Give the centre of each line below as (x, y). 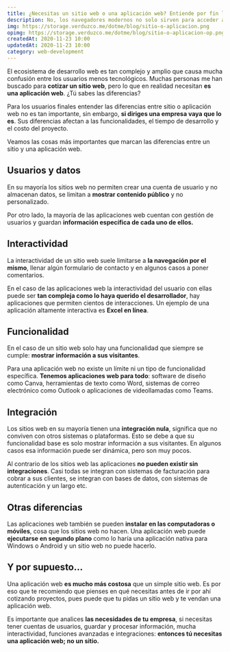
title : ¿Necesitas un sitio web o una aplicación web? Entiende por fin (113, 13)
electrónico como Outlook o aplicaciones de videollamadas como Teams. (110, 391)
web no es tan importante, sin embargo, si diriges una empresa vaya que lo (114, 113)
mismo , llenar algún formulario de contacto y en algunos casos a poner (108, 268)
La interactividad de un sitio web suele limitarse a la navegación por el (107, 260)
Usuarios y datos (44, 171)
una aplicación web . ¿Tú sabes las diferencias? (74, 93)
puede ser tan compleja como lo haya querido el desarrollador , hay (104, 295)
